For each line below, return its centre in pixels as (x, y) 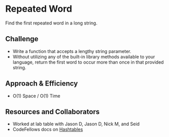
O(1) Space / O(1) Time (36, 96)
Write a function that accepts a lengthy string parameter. (72, 51)
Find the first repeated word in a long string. (51, 23)
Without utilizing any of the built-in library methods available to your (84, 57)
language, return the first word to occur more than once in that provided (88, 62)
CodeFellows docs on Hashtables (48, 129)
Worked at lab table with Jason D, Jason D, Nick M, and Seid (76, 124)
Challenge (22, 39)
